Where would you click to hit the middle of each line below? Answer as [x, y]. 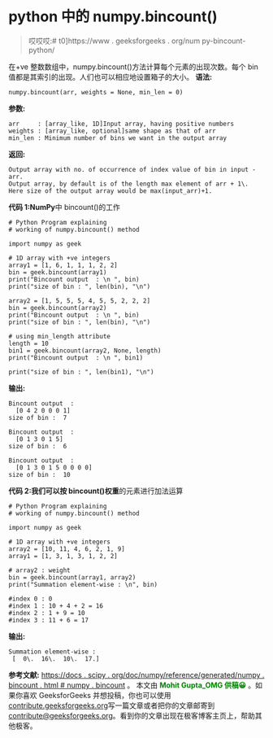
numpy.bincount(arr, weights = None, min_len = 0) [96, 92]
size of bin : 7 [38, 417]
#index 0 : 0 [30, 599]
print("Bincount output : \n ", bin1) [76, 358]
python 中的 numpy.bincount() [113, 17]
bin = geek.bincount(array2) [58, 308]
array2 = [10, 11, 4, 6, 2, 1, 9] [67, 549]
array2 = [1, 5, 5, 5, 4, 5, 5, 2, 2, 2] [80, 301]
